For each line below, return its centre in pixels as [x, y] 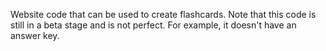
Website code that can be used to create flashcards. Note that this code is [163, 14]
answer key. [35, 35]
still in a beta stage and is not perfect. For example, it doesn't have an [153, 25]
